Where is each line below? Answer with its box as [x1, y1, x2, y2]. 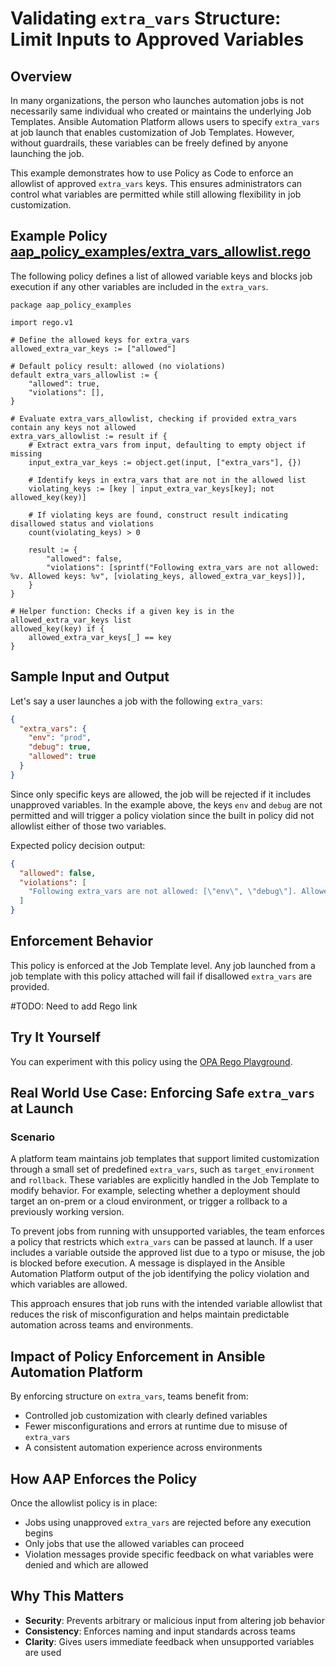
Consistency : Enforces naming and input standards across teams [24, 1625, 296, 1637]
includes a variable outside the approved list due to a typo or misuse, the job [10, 1247, 326, 1259]
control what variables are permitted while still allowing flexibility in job [10, 188, 302, 200]
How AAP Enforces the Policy [10, 1470, 198, 1487]
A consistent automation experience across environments [24, 1442, 263, 1454]
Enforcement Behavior [10, 933, 153, 950]
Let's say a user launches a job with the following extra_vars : [10, 695, 263, 707]
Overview [10, 68, 73, 85]
